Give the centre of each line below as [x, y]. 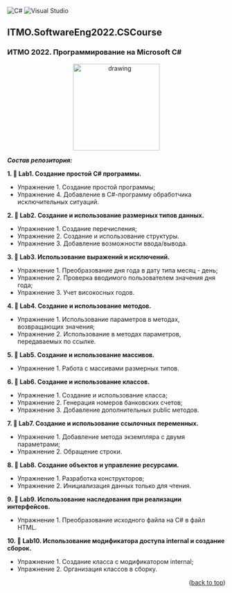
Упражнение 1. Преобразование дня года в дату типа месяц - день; [117, 270]
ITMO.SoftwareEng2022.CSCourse [85, 32]
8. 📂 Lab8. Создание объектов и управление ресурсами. [93, 465]
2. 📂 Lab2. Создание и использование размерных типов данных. [106, 215]
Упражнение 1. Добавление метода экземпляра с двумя [101, 436]
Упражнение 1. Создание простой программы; [86, 187]
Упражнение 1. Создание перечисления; [77, 228]
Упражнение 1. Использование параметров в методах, [98, 319]
